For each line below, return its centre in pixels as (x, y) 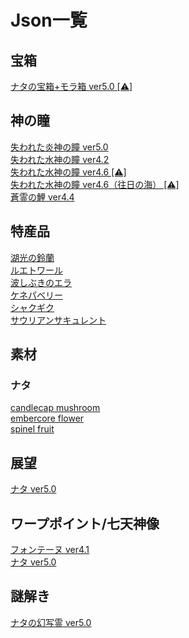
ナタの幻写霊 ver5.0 (51, 622)
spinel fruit (32, 429)
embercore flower (47, 418)
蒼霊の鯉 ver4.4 (42, 197)
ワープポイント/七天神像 (85, 523)
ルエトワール (36, 270)
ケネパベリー (36, 295)
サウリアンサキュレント (58, 320)
